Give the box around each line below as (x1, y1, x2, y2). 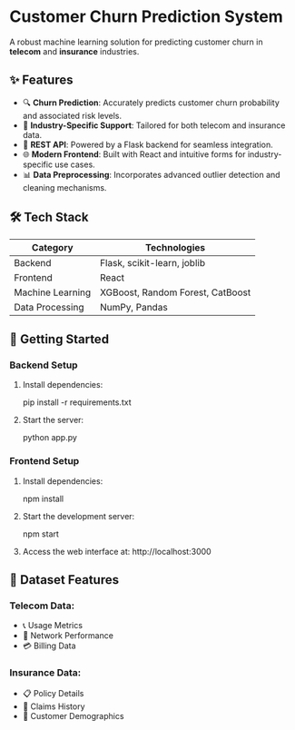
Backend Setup (9, 359, 79, 371)
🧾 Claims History (22, 701, 85, 712)
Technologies (144, 241, 206, 253)
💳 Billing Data (22, 640, 76, 651)
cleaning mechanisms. (22, 182, 107, 192)
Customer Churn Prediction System (9, 6, 283, 27)
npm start (22, 528, 59, 539)
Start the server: (22, 415, 84, 426)
